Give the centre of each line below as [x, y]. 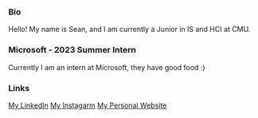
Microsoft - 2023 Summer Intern [72, 50]
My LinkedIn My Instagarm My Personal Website [88, 105]
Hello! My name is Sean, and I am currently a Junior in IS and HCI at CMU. [129, 29]
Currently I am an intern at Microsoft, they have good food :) [107, 67]
